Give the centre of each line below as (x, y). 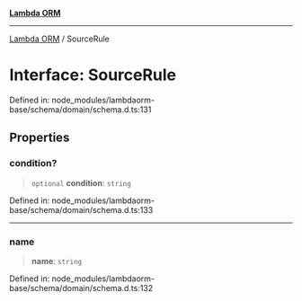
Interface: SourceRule (93, 75)
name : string (57, 261)
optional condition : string (81, 182)
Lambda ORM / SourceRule (59, 39)
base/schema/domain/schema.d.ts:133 (81, 209)
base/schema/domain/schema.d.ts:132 (81, 288)
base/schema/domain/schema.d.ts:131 (80, 109)
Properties (40, 138)
